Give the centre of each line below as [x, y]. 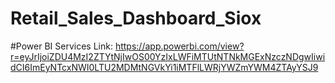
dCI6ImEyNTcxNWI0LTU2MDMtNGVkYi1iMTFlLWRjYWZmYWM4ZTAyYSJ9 [164, 67]
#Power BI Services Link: [61, 46]
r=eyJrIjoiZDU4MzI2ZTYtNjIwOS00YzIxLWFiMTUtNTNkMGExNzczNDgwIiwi [168, 56]
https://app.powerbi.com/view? [179, 46]
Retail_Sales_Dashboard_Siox [136, 18]
